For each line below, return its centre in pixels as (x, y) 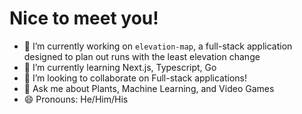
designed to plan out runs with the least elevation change (142, 56)
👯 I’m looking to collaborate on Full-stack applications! (135, 78)
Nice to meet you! (84, 18)
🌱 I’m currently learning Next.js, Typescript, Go (120, 67)
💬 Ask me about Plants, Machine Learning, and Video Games (149, 88)
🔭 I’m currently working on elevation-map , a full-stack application (158, 46)
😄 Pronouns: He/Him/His (76, 99)
